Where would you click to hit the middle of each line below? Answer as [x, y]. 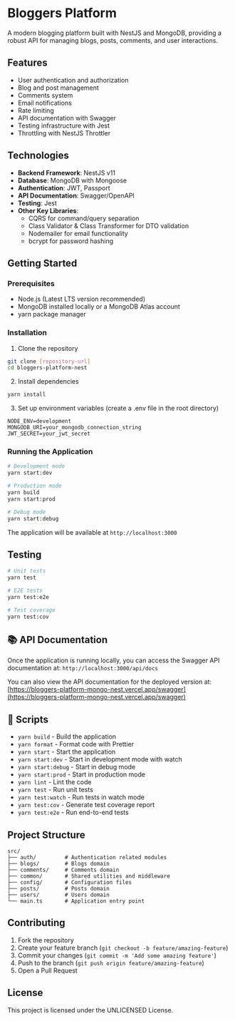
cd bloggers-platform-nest [47, 368]
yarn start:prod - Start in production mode [82, 774]
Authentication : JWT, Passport [64, 188]
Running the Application [50, 452]
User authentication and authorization [73, 80]
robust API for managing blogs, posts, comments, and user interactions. [113, 40]
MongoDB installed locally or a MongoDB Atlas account [99, 307]
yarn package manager [52, 314]
